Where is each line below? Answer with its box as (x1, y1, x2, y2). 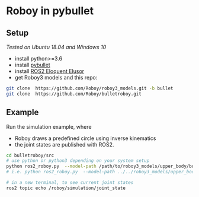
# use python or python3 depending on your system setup (6, 158, 150, 164)
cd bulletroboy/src (6, 152, 54, 158)
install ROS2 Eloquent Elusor (14, 68, 85, 75)
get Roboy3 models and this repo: (14, 74, 98, 81)
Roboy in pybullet (6, 4, 94, 18)
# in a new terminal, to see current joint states (6, 180, 134, 186)
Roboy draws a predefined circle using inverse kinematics (14, 135, 156, 142)
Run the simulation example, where (6, 123, 92, 130)
